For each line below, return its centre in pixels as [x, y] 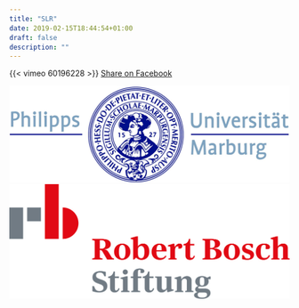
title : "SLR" [33, 19]
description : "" [39, 47]
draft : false [33, 37]
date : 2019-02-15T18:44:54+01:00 [71, 28]
